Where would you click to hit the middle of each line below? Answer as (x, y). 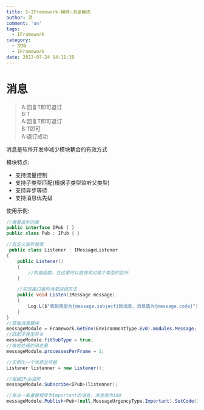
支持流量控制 (31, 175)
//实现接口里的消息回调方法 (47, 289)
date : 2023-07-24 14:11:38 (40, 57)
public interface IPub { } (40, 228)
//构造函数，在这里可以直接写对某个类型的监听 (78, 273)
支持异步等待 (31, 190)
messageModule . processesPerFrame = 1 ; (55, 351)
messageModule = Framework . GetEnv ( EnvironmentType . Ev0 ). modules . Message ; (102, 329)
